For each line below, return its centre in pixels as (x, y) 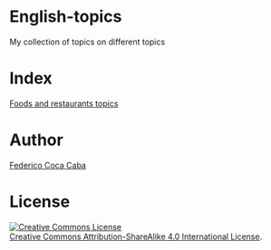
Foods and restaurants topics (64, 103)
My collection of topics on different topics (87, 42)
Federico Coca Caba (48, 165)
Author (36, 140)
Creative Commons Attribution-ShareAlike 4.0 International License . (136, 236)
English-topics (66, 17)
